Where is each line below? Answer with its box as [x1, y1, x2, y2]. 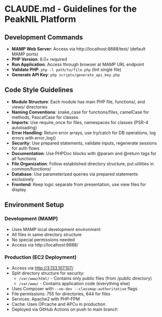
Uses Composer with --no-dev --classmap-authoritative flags [11, 285, 138, 291]
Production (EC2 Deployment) [4, 254, 77, 261]
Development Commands [4, 33, 83, 41]
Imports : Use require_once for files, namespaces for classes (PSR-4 [11, 119, 148, 125]
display [11, 186, 26, 193]
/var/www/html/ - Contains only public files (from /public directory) [18, 275, 152, 281]
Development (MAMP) [4, 215, 58, 222]
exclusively [11, 176, 34, 182]
